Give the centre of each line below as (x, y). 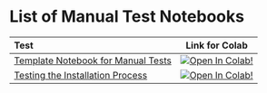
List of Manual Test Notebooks (127, 17)
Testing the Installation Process (81, 75)
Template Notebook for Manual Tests (93, 60)
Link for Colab (217, 45)
